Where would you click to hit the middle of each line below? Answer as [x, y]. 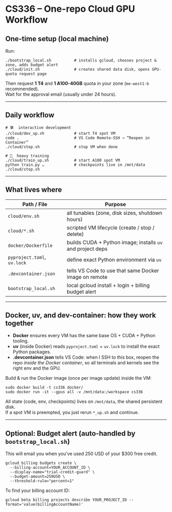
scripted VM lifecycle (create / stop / [111, 228]
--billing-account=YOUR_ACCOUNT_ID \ [50, 468]
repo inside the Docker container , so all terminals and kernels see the [86, 363]
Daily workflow [30, 115]
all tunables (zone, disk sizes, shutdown [115, 213]
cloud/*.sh [21, 231]
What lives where [34, 190]
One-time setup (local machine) [57, 39]
